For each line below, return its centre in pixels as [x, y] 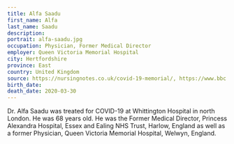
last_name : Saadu [32, 26]
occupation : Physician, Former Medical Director [79, 46]
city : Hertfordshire [37, 59]
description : [26, 33]
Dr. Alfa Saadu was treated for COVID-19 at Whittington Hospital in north [111, 111]
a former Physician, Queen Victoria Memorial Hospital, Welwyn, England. [112, 134]
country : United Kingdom [43, 72]
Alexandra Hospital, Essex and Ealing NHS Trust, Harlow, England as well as [116, 126]
